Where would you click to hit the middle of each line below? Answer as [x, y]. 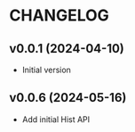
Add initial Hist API [56, 119]
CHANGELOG [59, 16]
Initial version [46, 70]
